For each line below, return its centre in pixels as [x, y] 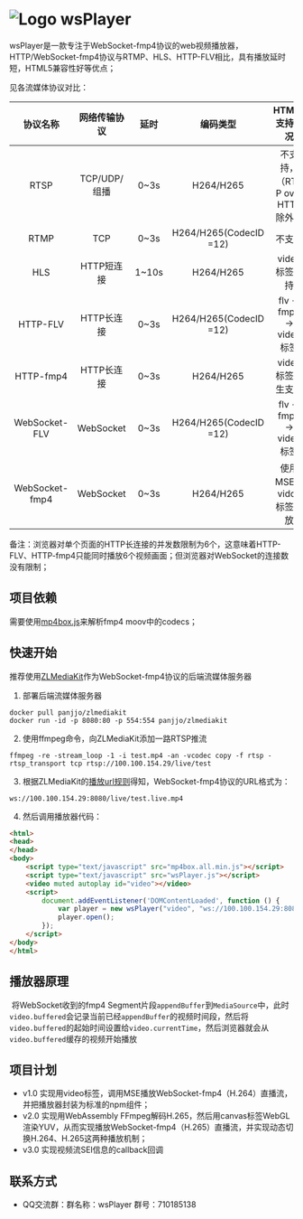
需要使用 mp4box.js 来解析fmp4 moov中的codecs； [104, 621]
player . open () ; [86, 917]
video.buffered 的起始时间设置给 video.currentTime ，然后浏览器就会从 [139, 1027]
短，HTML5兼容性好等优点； [63, 68]
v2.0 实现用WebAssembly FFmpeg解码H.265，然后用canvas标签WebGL [156, 1116]
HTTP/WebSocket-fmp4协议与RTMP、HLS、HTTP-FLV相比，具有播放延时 [148, 56]
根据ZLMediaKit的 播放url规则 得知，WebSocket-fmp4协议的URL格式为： [156, 781]
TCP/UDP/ [101, 178]
